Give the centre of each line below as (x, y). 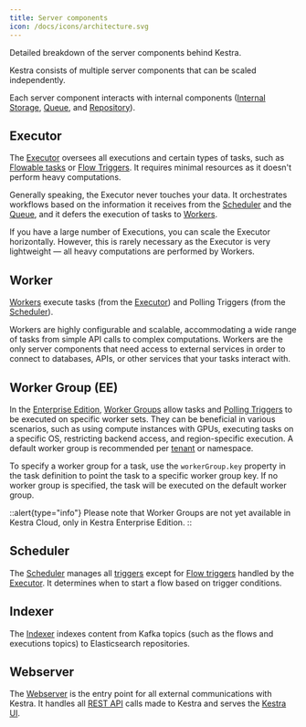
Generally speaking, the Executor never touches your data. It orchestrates (148, 195)
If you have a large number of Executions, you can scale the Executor (140, 232)
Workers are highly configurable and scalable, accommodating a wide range (153, 330)
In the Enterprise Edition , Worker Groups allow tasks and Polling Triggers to (151, 409)
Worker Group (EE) (64, 388)
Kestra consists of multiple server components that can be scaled (133, 70)
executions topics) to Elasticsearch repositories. (100, 643)
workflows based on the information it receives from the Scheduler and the (151, 205)
